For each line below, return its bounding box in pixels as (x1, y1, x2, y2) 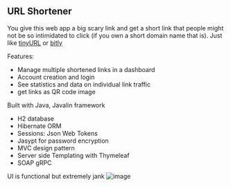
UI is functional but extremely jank (7, 172, 105, 180)
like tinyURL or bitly (7, 38, 62, 47)
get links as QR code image (17, 87, 96, 96)
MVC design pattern (17, 143, 75, 152)
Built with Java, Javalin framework (7, 100, 105, 109)
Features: (7, 52, 35, 60)
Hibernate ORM (17, 121, 62, 130)
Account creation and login (17, 73, 95, 81)
